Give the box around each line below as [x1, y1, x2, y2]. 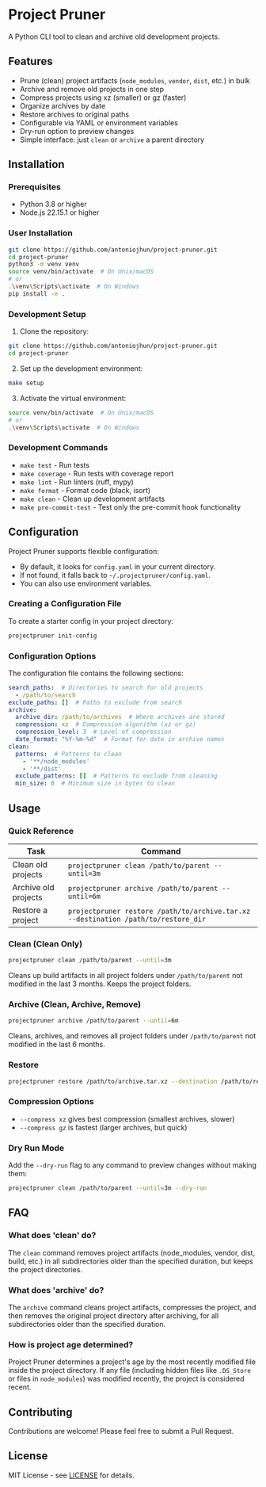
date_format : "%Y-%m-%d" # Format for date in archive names [15, 736, 225, 743]
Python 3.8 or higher [19, 200, 87, 209]
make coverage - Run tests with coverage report [19, 468, 174, 478]
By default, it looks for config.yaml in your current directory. [19, 561, 216, 571]
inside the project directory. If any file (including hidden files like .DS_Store [8, 1366, 252, 1375]
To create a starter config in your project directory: [8, 616, 174, 625]
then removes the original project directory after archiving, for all [8, 1310, 219, 1321]
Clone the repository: [19, 327, 89, 336]
